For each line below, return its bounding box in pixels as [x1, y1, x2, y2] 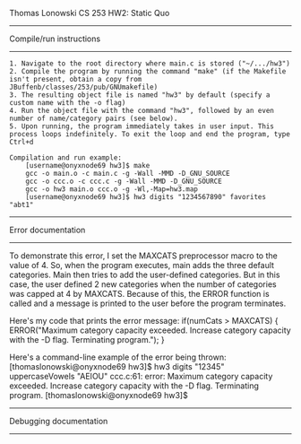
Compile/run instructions [9, 33, 101, 44]
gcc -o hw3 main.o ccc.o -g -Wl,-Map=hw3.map [25, 185, 199, 194]
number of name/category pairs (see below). [9, 114, 178, 123]
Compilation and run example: [9, 153, 123, 162]
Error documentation [9, 224, 86, 235]
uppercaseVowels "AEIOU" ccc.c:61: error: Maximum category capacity [9, 371, 273, 381]
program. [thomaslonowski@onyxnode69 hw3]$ [9, 390, 188, 400]
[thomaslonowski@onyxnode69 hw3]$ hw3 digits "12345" [9, 361, 225, 371]
